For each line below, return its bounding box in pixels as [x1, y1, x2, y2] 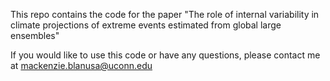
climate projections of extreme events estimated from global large [10, 19, 282, 31]
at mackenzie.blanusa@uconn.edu [10, 60, 153, 71]
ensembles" [10, 30, 60, 41]
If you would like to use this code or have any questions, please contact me [10, 49, 321, 61]
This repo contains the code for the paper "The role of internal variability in [10, 9, 320, 20]
